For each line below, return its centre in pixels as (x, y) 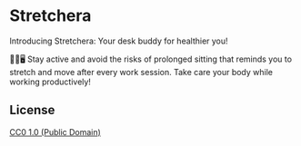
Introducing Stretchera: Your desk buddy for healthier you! (119, 41)
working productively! (50, 82)
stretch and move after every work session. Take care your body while (141, 72)
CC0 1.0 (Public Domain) (55, 131)
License (32, 110)
